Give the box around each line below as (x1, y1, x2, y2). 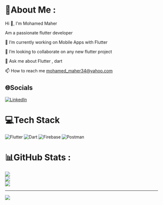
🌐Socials (5, 84, 33, 92)
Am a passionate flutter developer (5, 30, 73, 35)
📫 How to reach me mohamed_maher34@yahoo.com (5, 68, 113, 73)
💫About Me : (5, 4, 56, 16)
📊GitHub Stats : (5, 152, 71, 163)
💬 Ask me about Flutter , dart (5, 58, 63, 64)
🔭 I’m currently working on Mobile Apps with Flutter (5, 39, 108, 45)
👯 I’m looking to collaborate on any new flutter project (5, 49, 113, 54)
